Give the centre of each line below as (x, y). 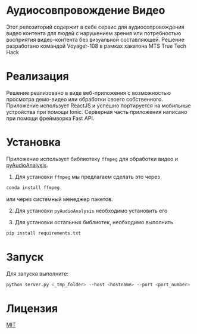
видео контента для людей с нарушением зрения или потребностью (94, 33)
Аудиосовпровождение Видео (86, 10)
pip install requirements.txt (44, 233)
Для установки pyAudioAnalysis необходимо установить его (91, 211)
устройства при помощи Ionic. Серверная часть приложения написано (97, 112)
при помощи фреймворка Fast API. (50, 118)
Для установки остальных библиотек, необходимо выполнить (94, 222)
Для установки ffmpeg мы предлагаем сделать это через (87, 177)
